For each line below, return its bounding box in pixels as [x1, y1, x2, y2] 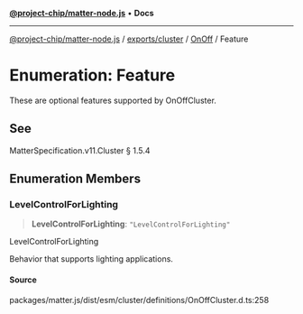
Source [9, 274, 38, 285]
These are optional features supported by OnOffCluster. [9, 95, 216, 106]
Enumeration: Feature [9, 65, 176, 86]
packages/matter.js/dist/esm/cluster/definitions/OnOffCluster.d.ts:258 [9, 294, 270, 305]
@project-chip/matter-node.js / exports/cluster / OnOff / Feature [9, 33, 249, 44]
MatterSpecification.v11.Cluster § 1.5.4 [9, 144, 151, 156]
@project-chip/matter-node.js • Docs [9, 8, 155, 18]
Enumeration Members [9, 171, 142, 187]
